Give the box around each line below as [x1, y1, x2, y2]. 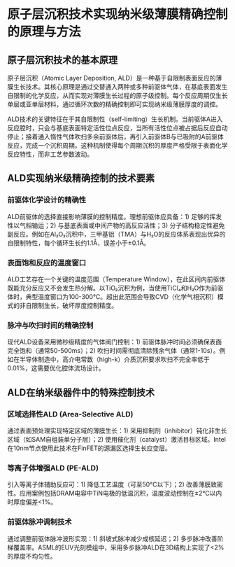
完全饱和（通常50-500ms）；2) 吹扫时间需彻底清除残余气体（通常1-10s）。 [7, 346, 220, 355]
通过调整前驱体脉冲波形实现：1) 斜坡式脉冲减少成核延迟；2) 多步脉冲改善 [7, 534, 218, 542]
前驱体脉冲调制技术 [7, 517, 72, 527]
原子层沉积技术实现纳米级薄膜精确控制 [7, 6, 229, 22]
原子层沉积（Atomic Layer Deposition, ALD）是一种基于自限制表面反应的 [7, 74, 216, 82]
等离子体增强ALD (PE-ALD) [7, 463, 99, 472]
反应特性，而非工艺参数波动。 [7, 150, 93, 158]
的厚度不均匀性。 [7, 552, 57, 560]
